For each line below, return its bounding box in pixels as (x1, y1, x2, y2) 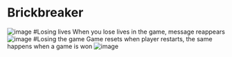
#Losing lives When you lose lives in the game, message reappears (33, 27, 225, 36)
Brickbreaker (7, 5, 84, 21)
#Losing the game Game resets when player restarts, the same (33, 34, 213, 43)
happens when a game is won (7, 42, 93, 50)
